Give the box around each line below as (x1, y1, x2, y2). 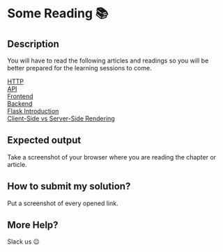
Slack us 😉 (7, 237, 40, 246)
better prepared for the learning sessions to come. (7, 64, 152, 72)
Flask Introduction (7, 107, 59, 115)
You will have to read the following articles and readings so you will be (7, 56, 209, 65)
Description (7, 38, 59, 49)
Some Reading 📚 (7, 6, 109, 22)
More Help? (7, 219, 59, 231)
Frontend (7, 92, 33, 100)
